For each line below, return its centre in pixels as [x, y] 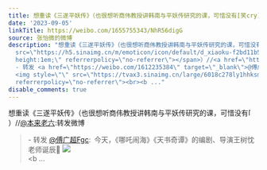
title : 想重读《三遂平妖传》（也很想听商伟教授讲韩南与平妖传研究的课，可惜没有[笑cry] [135, 15]
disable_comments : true [48, 89]
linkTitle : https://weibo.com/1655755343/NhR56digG [95, 30]
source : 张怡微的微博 [41, 38]
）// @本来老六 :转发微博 [46, 123]
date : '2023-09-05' [41, 23]
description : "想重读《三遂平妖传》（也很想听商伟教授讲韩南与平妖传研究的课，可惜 [129, 45]
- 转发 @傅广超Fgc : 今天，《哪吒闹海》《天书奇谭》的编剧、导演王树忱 [141, 140]
